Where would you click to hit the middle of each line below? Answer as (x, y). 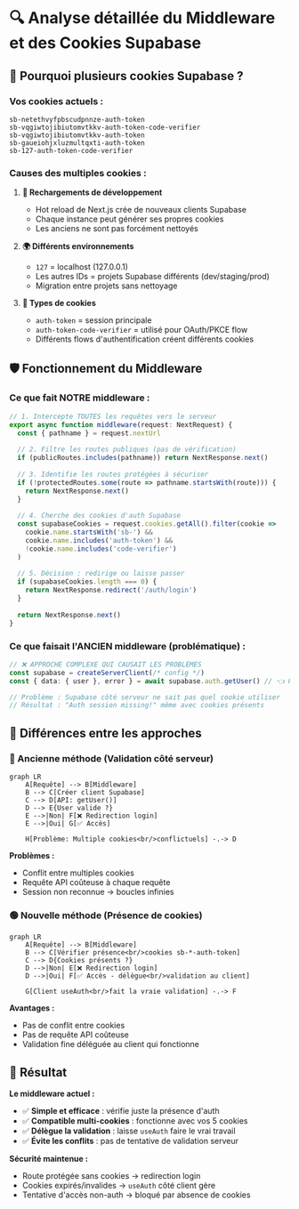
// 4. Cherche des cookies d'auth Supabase (99, 516)
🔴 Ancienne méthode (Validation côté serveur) (111, 758)
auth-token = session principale (93, 320)
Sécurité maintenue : (49, 1159)
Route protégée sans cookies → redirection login (111, 1176)
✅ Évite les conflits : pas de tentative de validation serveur (130, 1141)
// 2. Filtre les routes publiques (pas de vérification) (127, 450)
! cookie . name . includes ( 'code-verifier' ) (101, 549)
